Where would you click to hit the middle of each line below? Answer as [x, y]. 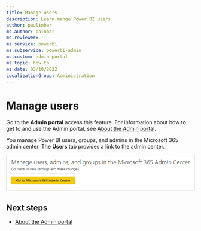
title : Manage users [32, 13]
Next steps [27, 207]
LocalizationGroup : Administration [51, 76]
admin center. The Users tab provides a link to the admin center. [86, 147]
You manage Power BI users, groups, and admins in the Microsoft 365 [92, 140]
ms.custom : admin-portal [37, 57]
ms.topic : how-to [28, 63]
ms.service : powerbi [32, 44]
